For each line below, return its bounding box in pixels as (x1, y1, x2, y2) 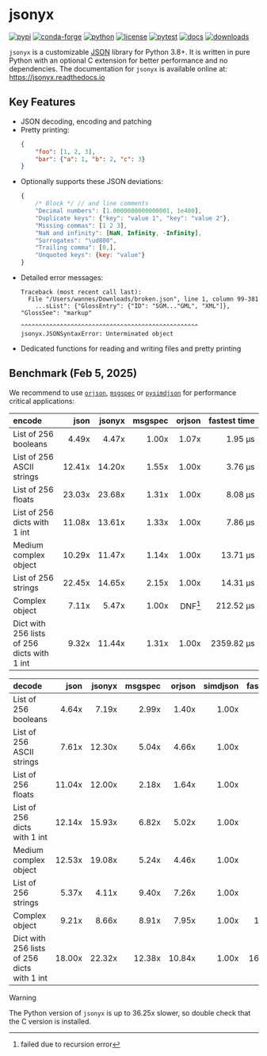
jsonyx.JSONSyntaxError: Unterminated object (20, 330, 174, 338)
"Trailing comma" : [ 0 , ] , (35, 244, 117, 252)
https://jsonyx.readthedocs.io (9, 72, 105, 82)
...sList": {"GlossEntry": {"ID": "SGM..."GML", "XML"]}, (35, 302, 231, 310)
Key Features (9, 95, 76, 109)
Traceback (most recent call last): (20, 288, 142, 296)
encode (13, 415, 43, 426)
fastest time (208, 415, 255, 426)
